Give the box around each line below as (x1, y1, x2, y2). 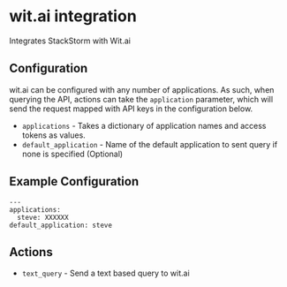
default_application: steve (9, 221, 113, 230)
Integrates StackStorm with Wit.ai (9, 35, 131, 46)
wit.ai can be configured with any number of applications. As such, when (9, 84, 275, 94)
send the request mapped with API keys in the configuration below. (9, 103, 253, 114)
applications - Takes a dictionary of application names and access (21, 120, 267, 131)
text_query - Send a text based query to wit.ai (21, 268, 190, 279)
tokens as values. (21, 130, 86, 140)
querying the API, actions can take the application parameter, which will (9, 94, 274, 104)
